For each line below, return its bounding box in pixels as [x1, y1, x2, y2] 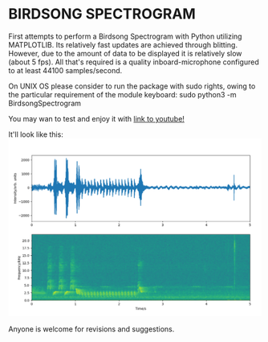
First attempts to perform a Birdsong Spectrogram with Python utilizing [8, 31, 242, 41]
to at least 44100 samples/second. [8, 65, 123, 75]
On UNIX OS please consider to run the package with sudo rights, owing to [8, 81, 256, 91]
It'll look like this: [8, 130, 64, 139]
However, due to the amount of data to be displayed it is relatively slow [8, 48, 242, 58]
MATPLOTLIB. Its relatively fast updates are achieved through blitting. [8, 39, 238, 49]
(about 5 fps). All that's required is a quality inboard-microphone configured [8, 57, 259, 67]
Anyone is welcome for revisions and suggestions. [8, 323, 175, 334]
